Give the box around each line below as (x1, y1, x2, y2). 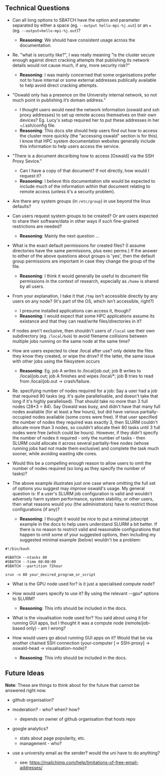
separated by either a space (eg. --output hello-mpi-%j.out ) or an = (12, 22, 152, 28)
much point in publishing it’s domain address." (12, 97, 106, 103)
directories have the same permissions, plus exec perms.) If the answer (12, 247, 158, 253)
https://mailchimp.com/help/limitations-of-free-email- (29, 759, 139, 765)
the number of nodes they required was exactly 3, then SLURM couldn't (12, 419, 158, 425)
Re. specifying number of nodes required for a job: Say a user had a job (12, 388, 158, 394)
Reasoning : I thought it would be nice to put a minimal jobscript (19, 516, 149, 522)
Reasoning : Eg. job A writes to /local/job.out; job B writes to (19, 368, 141, 373)
